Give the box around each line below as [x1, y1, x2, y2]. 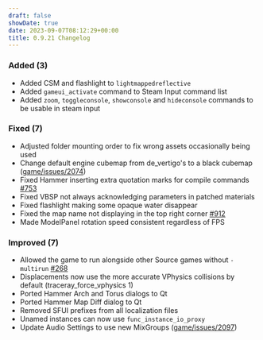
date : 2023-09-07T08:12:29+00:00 [8, 26, 119, 34]
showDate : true [8, 19, 59, 27]
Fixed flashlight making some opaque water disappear [19, 200, 198, 210]
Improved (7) [8, 237, 60, 248]
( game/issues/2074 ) [19, 166, 87, 176]
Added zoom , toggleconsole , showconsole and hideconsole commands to [19, 95, 253, 104]
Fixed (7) [8, 123, 43, 134]
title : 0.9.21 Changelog [8, 33, 91, 42]
